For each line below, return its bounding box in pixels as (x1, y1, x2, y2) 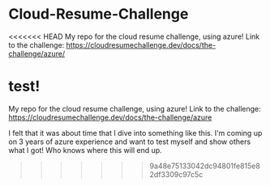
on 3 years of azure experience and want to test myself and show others (8, 137, 251, 146)
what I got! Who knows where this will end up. (8, 145, 162, 154)
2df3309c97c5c (149, 169, 204, 179)
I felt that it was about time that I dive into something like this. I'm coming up (8, 128, 263, 137)
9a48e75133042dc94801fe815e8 (149, 161, 261, 171)
